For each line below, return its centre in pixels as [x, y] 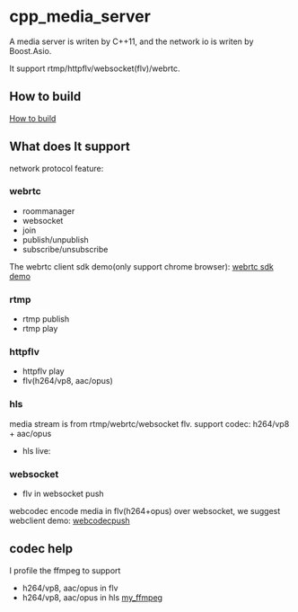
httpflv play [43, 371]
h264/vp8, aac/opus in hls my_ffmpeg [92, 597]
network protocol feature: [57, 168]
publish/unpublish [56, 239]
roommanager [48, 211]
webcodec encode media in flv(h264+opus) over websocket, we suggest [145, 511]
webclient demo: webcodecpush [70, 521]
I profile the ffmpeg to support [65, 570]
